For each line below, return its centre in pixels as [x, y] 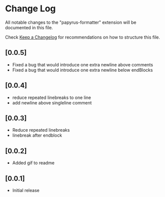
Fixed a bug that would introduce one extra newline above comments [82, 64]
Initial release [26, 190]
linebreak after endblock [37, 135]
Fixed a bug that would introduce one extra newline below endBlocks [82, 70]
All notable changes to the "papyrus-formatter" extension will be [71, 22]
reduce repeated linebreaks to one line [52, 98]
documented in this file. [29, 27]
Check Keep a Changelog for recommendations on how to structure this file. [83, 37]
